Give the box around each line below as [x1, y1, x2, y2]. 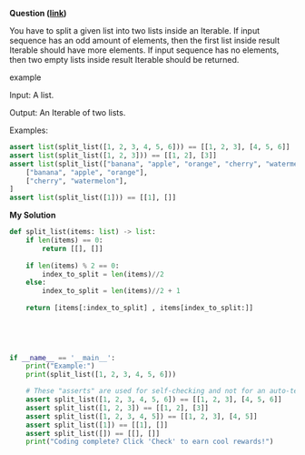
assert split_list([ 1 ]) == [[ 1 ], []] [25, 420, 169, 430]
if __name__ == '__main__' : [9, 353, 116, 362]
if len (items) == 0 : [25, 236, 103, 245]
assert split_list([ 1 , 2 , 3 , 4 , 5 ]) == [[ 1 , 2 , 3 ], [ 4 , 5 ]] [25, 411, 258, 421]
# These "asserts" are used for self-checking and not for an [25, 387, 266, 396]
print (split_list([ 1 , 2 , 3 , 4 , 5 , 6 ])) [25, 370, 177, 379]
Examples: [9, 125, 48, 136]
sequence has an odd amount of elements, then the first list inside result [9, 35, 280, 45]
